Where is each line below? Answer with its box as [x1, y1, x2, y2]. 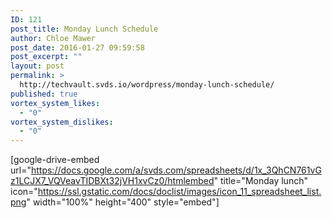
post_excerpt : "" [10, 52, 83, 62]
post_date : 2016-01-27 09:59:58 [10, 42, 145, 53]
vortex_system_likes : [10, 98, 101, 108]
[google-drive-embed [10, 154, 100, 166]
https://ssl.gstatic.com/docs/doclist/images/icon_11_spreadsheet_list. [37, 186, 322, 198]
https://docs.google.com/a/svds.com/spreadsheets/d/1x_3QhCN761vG [30, 164, 322, 176]
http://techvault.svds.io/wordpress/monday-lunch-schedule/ [19, 80, 275, 90]
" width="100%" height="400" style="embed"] [26, 196, 220, 208]
